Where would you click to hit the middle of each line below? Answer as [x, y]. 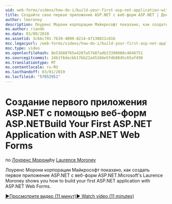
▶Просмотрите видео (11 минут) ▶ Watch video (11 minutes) [70, 196]
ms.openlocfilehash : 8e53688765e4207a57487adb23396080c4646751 [74, 53]
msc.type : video [23, 48]
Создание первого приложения [76, 102]
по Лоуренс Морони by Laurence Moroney [51, 160]
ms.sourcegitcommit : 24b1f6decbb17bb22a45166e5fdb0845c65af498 [74, 58]
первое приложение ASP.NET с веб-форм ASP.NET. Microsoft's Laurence [84, 175]
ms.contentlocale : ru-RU [32, 67]
